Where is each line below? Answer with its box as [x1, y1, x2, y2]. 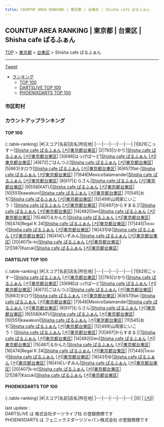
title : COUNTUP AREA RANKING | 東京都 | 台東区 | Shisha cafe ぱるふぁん [5, 7, 150, 12]
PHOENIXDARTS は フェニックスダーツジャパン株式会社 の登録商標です [5, 417, 149, 423]
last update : [5, 405, 30, 411]
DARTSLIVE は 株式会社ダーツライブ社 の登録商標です [5, 410, 113, 416]
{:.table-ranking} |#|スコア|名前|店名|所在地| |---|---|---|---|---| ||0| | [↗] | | [5, 395, 154, 401]
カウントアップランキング [5, 117, 65, 124]
